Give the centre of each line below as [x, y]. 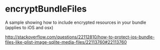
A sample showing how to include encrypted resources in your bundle [76, 22]
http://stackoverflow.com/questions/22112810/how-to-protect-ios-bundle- [80, 37]
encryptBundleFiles [46, 9]
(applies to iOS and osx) [29, 27]
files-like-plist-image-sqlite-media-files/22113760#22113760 [66, 42]
